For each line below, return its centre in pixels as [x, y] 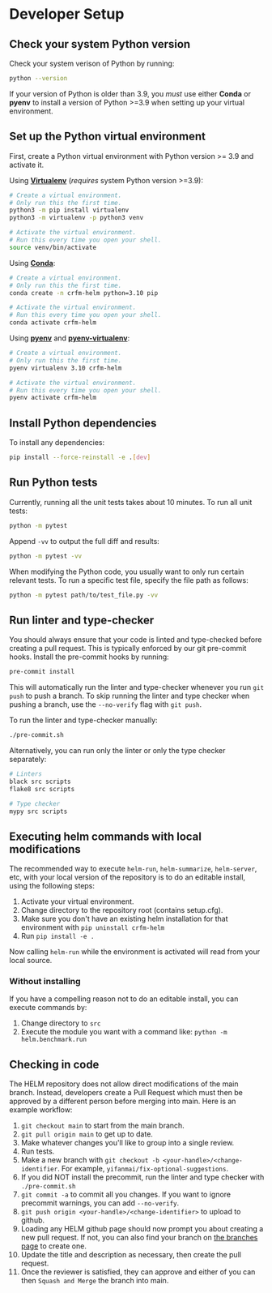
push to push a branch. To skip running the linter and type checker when [130, 696]
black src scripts [40, 781]
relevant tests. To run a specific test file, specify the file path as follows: [129, 580]
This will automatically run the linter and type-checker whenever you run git [137, 687]
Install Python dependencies [83, 423]
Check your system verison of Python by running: [92, 63]
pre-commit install [42, 672]
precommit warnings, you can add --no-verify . [100, 1203]
